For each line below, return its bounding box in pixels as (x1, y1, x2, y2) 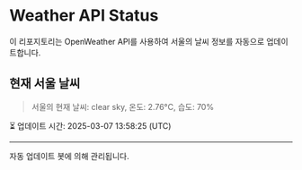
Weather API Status (9, 5, 159, 26)
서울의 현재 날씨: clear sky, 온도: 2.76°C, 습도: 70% (31, 101, 214, 112)
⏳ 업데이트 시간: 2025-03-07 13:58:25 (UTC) (9, 120, 172, 131)
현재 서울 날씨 (9, 76, 81, 91)
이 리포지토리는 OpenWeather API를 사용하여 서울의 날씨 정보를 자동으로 (9, 36, 265, 47)
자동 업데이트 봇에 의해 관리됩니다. (9, 150, 129, 161)
